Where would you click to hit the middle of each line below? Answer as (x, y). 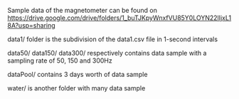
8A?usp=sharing (31, 25)
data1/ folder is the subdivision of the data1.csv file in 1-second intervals (113, 39)
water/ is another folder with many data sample (76, 88)
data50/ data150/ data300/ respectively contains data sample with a (107, 53)
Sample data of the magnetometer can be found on (83, 10)
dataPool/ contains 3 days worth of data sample (78, 74)
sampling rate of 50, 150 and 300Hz (60, 61)
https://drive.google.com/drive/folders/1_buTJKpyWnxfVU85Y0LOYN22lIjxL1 (119, 18)
